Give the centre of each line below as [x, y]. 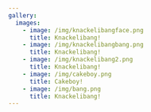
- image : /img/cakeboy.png [67, 74]
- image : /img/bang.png [62, 89]
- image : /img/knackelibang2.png [78, 60]
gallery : [23, 15]
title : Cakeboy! [56, 81]
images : [28, 23]
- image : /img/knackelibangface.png [83, 30]
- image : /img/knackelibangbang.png [83, 45]
